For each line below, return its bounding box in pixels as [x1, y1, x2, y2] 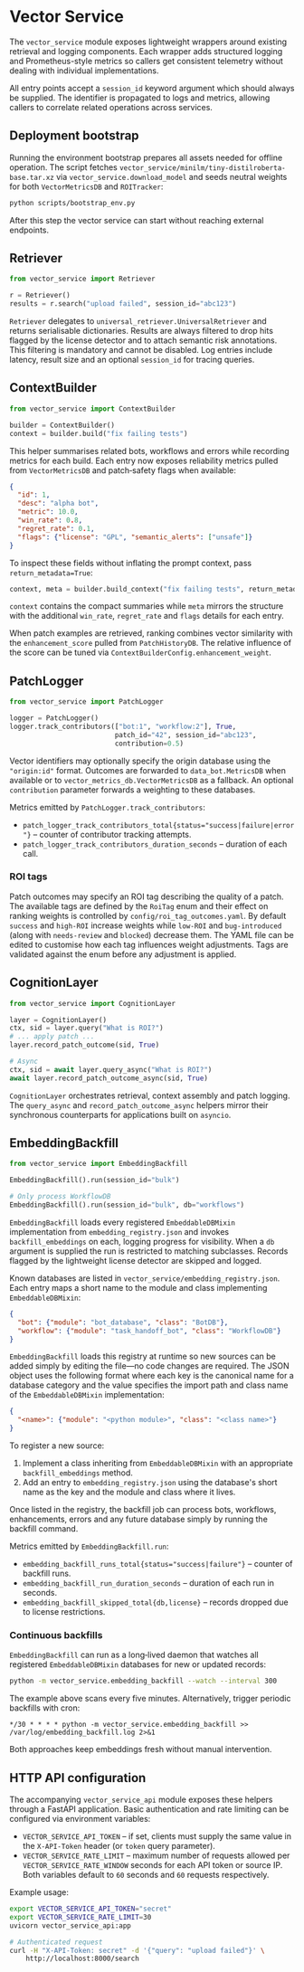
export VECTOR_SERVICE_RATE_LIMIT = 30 [9, 1912, 152, 1921]
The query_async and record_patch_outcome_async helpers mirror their [9, 1099, 269, 1110]
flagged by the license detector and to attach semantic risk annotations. [9, 335, 278, 346]
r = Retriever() [9, 291, 71, 300]
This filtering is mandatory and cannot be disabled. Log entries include [9, 345, 273, 356]
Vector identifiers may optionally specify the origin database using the [9, 755, 271, 766]
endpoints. [9, 224, 50, 235]
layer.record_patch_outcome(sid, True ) [9, 1040, 160, 1050]
